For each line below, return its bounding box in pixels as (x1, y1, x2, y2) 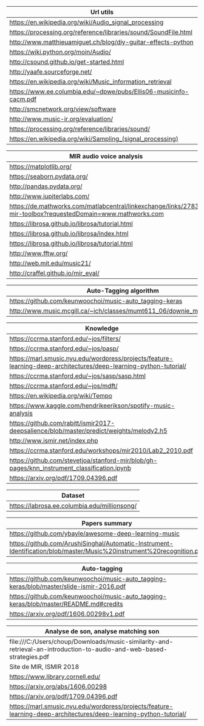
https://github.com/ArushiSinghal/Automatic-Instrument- (9, 539, 174, 548)
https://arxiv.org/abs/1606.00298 (9, 682, 107, 691)
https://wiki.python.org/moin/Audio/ (9, 48, 111, 56)
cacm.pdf (9, 95, 37, 103)
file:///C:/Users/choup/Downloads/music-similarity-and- (9, 638, 174, 646)
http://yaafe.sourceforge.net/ (9, 68, 92, 76)
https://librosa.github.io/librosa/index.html (9, 230, 129, 238)
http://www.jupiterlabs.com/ (9, 192, 90, 200)
